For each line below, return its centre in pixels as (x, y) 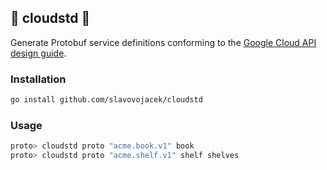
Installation (38, 79)
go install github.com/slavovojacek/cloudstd (106, 100)
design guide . (38, 53)
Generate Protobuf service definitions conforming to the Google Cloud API (163, 42)
